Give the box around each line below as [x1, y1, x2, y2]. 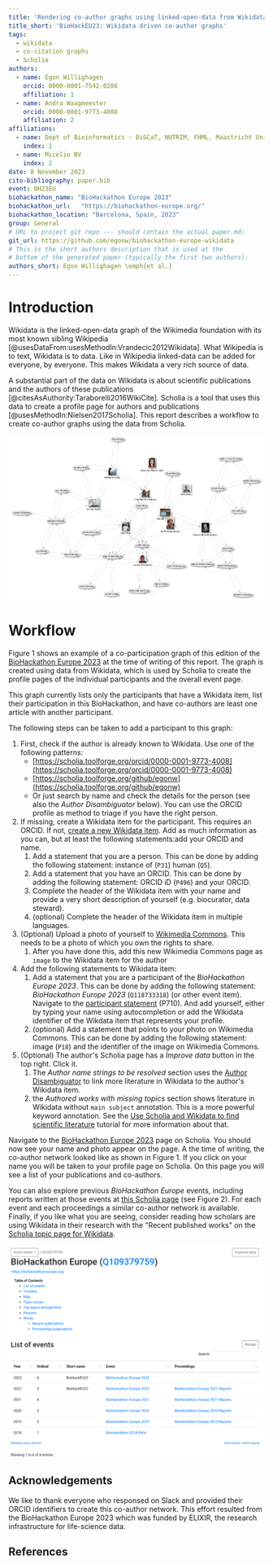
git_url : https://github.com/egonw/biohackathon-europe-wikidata [8, 236, 234, 244]
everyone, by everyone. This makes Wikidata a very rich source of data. [8, 359, 249, 370]
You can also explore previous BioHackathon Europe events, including [8, 1185, 244, 1196]
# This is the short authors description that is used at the [8, 245, 223, 253]
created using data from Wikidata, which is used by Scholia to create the [8, 666, 252, 676]
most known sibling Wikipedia [8, 334, 109, 344]
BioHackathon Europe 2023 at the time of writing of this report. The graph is [8, 657, 264, 667]
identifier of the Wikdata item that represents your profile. [32, 1016, 225, 1026]
